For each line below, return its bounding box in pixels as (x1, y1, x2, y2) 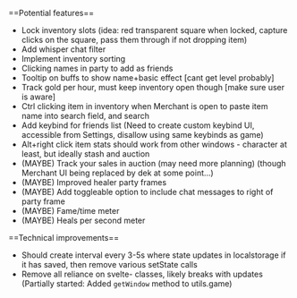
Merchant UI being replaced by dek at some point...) (21, 167, 214, 178)
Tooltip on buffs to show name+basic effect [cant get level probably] (21, 72, 275, 83)
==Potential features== (8, 8, 95, 18)
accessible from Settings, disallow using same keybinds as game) (21, 130, 265, 140)
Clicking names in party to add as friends (21, 63, 174, 73)
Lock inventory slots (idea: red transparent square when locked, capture (21, 25, 288, 35)
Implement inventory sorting (21, 54, 126, 64)
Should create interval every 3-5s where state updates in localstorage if (21, 250, 286, 260)
